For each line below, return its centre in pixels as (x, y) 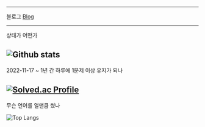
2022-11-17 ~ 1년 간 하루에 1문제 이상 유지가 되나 (65, 70)
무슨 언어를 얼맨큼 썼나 (33, 105)
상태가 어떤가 (22, 35)
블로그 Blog (20, 16)
